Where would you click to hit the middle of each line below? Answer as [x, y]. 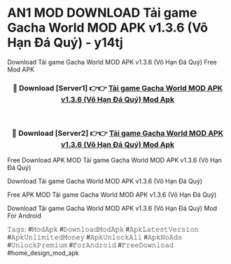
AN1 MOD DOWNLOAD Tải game [102, 13]
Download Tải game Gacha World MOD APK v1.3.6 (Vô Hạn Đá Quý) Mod [112, 208]
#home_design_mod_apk [43, 253]
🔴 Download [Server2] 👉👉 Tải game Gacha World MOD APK [118, 133]
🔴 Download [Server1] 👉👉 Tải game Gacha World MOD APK [118, 88]
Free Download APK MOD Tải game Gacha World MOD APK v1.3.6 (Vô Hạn [115, 160]
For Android [24, 216]
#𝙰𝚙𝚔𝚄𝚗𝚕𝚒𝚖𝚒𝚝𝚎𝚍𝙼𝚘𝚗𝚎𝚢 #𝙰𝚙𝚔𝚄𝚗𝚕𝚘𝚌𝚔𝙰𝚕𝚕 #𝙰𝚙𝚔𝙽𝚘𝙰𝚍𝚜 [95, 237]
